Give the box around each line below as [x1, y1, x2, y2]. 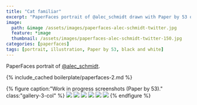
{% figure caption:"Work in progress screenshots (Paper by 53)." [6, 85, 163, 92]
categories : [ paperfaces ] [6, 41, 69, 47]
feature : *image [11, 30, 51, 36]
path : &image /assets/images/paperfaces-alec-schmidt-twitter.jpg [11, 24, 177, 31]
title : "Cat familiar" [6, 8, 62, 15]
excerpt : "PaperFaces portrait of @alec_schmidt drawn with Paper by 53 [6, 14, 188, 20]
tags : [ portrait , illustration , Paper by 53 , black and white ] [6, 47, 164, 52]
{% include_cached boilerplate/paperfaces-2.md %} [6, 73, 133, 80]
